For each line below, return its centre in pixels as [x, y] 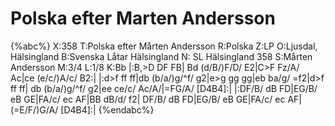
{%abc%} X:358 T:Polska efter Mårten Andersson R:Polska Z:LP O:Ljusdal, [164, 46]
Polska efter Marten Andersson [143, 18]
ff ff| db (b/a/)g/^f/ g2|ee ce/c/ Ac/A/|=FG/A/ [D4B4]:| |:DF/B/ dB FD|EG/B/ [164, 88]
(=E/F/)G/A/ [34, 109]
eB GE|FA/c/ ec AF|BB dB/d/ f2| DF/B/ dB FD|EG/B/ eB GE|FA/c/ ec [148, 99]
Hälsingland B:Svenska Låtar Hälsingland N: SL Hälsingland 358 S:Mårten [161, 56]
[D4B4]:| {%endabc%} [107, 109]
